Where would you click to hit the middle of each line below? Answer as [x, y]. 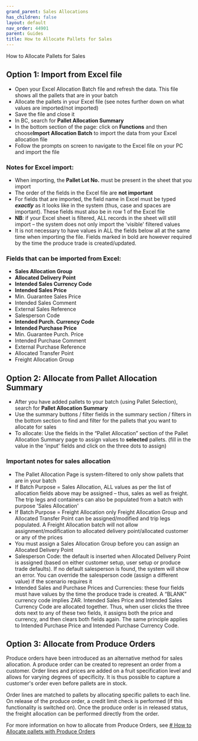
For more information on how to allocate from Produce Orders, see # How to [99, 725]
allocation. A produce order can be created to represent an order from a [94, 665]
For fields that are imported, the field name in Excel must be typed [95, 199]
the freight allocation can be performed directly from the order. [83, 714]
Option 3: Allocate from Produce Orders [81, 644]
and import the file [37, 152]
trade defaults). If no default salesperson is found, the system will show [102, 568]
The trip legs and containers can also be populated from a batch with [99, 499]
